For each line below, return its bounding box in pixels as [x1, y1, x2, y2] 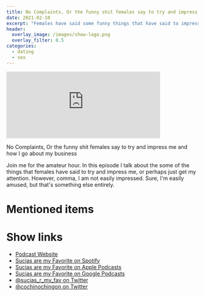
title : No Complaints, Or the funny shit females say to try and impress [6, 9, 198, 15]
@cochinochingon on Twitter [15, 283, 88, 290]
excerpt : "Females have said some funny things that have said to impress [6, 20, 201, 26]
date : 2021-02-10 [6, 15, 51, 21]
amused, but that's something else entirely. [6, 181, 115, 188]
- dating [12, 49, 34, 55]
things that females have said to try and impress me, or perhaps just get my [6, 168, 196, 175]
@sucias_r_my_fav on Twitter [15, 276, 88, 284]
